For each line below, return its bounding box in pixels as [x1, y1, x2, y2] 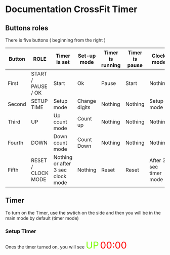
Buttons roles [5, 24, 49, 32]
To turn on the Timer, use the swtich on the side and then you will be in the [5, 209, 161, 216]
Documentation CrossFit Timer [5, 4, 138, 15]
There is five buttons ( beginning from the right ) [5, 37, 106, 43]
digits [77, 104, 91, 111]
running [101, 62, 121, 69]
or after [53, 160, 71, 167]
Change [77, 98, 96, 104]
